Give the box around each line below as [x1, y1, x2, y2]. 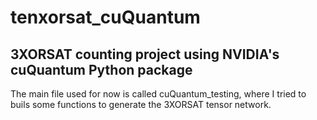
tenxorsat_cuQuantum [10, 6, 201, 29]
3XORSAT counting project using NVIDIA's [10, 46, 280, 63]
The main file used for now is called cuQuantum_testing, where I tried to [10, 88, 307, 100]
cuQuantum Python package [10, 61, 193, 78]
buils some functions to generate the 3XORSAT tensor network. [10, 99, 272, 110]
